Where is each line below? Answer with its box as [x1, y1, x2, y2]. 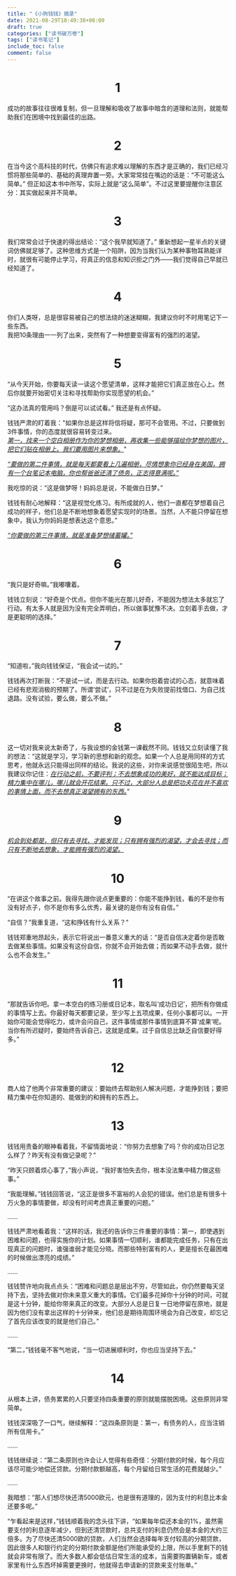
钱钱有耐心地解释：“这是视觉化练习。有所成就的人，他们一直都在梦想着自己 [7, 498, 225, 507]
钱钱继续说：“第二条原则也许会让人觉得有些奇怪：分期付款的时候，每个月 [7, 1456, 219, 1464]
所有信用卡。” [7, 1428, 44, 1435]
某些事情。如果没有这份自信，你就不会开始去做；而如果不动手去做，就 [19, 942, 222, 950]
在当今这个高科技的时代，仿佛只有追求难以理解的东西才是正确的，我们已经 [7, 162, 222, 170]
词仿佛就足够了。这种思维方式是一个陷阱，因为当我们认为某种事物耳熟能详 [7, 246, 222, 254]
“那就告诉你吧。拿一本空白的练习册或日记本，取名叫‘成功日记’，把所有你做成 [7, 1000, 228, 1009]
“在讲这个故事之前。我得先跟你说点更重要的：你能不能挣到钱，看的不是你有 [7, 894, 225, 903]
